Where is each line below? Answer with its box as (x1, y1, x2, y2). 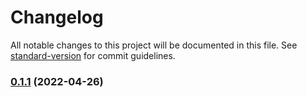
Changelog (10, 6, 104, 29)
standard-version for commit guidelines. (10, 49, 176, 61)
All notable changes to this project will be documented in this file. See (10, 39, 298, 51)
